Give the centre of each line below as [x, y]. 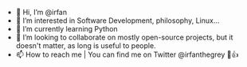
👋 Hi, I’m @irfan [41, 12]
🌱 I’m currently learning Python [67, 29]
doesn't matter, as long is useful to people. [86, 46]
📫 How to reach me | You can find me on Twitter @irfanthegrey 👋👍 [127, 54]
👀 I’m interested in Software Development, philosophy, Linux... [118, 20]
